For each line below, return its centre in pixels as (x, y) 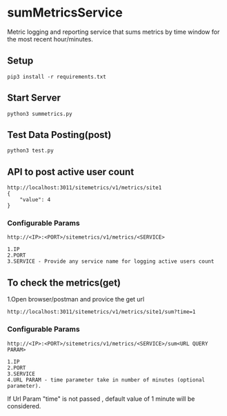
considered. (24, 406)
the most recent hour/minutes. (50, 39)
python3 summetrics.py (40, 114)
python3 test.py (30, 151)
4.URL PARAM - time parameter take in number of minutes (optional (106, 380)
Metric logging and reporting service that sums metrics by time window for (113, 32)
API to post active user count (71, 171)
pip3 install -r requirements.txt (57, 77)
